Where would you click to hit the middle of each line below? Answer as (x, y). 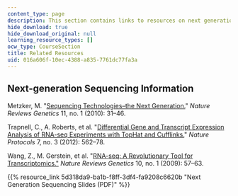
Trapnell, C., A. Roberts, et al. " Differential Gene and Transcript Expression (116, 127)
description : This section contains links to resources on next (104, 21)
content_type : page (36, 14)
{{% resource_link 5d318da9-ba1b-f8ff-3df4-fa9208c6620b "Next (104, 177)
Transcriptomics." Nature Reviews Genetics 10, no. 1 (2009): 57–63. (106, 163)
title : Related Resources (45, 54)
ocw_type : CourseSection (44, 47)
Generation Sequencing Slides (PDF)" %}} (69, 184)
